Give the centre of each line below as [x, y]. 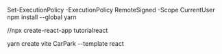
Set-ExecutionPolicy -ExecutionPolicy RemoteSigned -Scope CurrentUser [111, 10]
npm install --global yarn [42, 17]
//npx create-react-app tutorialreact [58, 30]
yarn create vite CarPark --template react [66, 43]
